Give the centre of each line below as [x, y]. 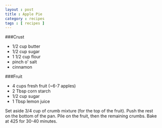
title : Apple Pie [24, 14]
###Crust [15, 37]
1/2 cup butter [26, 46]
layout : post [20, 9]
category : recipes [25, 18]
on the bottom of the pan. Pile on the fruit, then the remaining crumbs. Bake [81, 116]
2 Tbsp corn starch [31, 91]
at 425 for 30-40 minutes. [31, 121]
